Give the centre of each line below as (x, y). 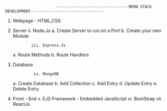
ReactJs (21, 104)
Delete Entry (26, 89)
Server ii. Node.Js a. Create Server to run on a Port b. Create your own (87, 31)
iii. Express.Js (49, 45)
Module (21, 36)
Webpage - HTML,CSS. (37, 21)
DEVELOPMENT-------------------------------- (54, 11)
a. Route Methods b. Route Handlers (51, 55)
